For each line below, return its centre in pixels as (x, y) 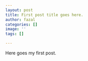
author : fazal (20, 19)
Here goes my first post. (31, 53)
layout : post (19, 10)
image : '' (16, 29)
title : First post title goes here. (44, 15)
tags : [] (15, 34)
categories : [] (21, 24)
